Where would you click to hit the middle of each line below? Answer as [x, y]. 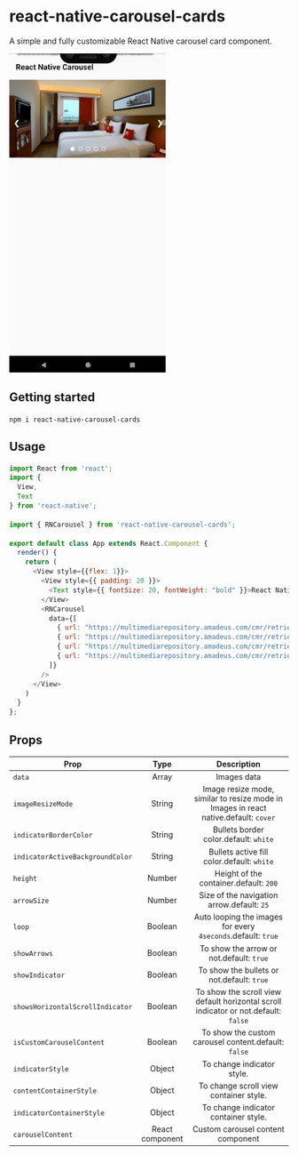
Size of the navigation [239, 895]
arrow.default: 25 [239, 905]
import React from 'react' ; [61, 469]
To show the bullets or [239, 970]
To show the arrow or [238, 948]
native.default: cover [238, 817]
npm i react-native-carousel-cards [75, 420]
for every [238, 926]
